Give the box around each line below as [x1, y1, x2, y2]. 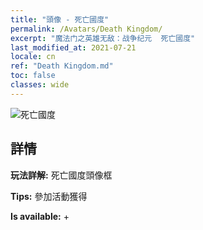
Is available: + [10, 210, 70, 222]
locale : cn [10, 52, 56, 62]
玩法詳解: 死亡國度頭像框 [10, 169, 113, 181]
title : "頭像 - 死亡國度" [10, 14, 110, 25]
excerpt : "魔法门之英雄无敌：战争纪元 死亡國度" [10, 33, 196, 43]
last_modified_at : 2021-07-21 [10, 42, 137, 53]
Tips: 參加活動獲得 [10, 190, 88, 202]
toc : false [10, 71, 56, 81]
